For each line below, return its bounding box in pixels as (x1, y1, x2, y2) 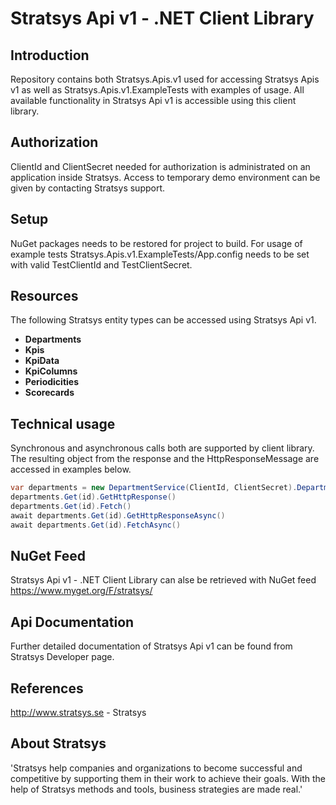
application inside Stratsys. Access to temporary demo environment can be (10, 171, 321, 183)
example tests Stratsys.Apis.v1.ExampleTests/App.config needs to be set (10, 248, 310, 260)
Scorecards (24, 387, 75, 399)
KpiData (24, 355, 60, 367)
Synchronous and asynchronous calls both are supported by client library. (10, 442, 315, 454)
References (10, 680, 84, 697)
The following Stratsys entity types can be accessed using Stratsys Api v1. (10, 314, 317, 326)
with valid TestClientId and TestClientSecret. (10, 258, 193, 271)
